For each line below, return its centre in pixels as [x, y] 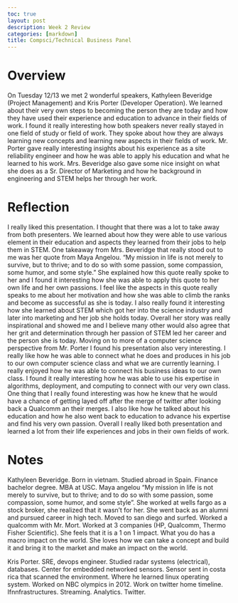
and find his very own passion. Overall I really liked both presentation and [115, 424]
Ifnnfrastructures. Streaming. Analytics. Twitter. [77, 592]
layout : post [27, 21]
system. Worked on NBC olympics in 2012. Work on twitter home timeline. [115, 584]
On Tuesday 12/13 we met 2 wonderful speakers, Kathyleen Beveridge [110, 95]
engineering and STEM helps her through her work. [82, 179]
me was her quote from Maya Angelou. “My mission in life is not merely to [115, 257]
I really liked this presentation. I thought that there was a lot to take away [114, 227]
